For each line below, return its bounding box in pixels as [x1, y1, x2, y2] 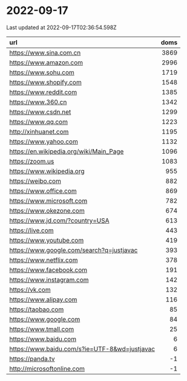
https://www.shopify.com [9, 78, 82, 86]
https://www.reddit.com [9, 88, 77, 96]
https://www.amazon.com [9, 58, 84, 67]
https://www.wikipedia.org [9, 166, 85, 175]
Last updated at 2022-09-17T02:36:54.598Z [6, 24, 117, 31]
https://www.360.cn [9, 98, 67, 106]
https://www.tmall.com [9, 324, 74, 333]
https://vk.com [9, 285, 51, 293]
